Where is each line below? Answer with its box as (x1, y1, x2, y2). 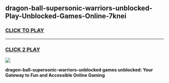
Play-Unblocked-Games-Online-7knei (5, 12, 127, 21)
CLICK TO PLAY (5, 27, 44, 34)
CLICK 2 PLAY (5, 46, 40, 53)
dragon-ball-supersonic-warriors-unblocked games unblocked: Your (5, 66, 153, 72)
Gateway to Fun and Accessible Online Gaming (5, 72, 105, 78)
